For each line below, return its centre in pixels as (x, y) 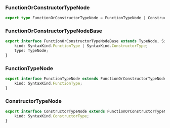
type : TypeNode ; (32, 51)
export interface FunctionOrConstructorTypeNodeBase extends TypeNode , (82, 41)
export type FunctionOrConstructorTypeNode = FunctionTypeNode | (75, 18)
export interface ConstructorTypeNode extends (55, 112)
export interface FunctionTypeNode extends (52, 79)
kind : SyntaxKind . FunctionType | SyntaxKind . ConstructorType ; (81, 46)
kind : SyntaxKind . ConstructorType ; (52, 116)
